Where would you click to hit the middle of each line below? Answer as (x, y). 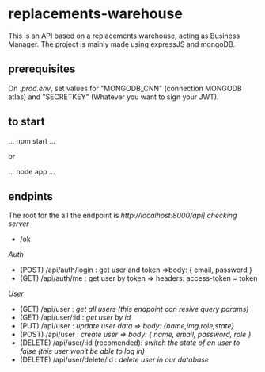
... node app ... (32, 171)
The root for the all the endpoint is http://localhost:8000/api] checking (123, 216)
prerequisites (42, 69)
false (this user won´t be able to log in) (82, 351)
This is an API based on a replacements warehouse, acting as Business (124, 36)
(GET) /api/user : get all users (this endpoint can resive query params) (134, 309)
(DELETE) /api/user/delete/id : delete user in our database (114, 360)
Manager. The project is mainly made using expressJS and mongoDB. (122, 44)
